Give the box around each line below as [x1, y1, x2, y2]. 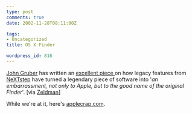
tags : [6, 31, 20, 37]
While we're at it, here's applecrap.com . [6, 100, 106, 107]
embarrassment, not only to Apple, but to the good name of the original [6, 82, 184, 89]
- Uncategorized [6, 37, 47, 43]
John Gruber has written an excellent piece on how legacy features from [6, 69, 187, 76]
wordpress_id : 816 [6, 53, 53, 59]
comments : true [6, 14, 45, 20]
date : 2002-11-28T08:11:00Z [6, 20, 77, 26]
